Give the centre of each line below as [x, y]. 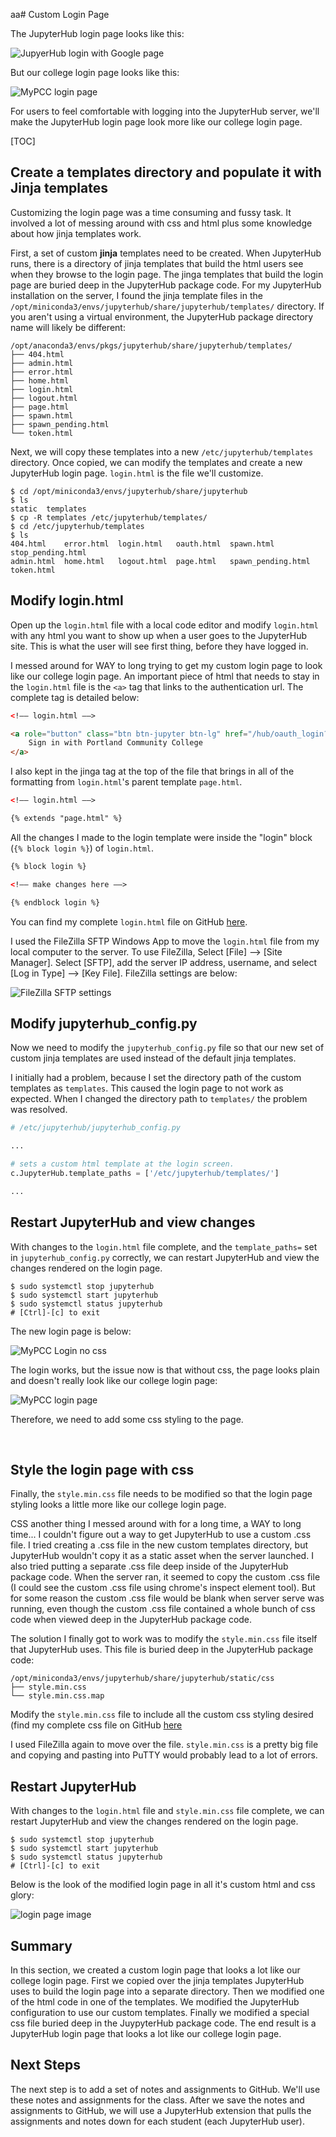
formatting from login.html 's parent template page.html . [126, 782]
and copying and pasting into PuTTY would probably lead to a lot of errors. [164, 1755]
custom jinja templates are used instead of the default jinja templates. [153, 1058]
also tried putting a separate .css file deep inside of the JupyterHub [149, 1566]
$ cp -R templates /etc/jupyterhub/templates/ [109, 517]
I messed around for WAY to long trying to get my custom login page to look [166, 665]
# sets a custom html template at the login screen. [122, 1164]
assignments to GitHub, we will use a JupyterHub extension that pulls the [161, 2110]
